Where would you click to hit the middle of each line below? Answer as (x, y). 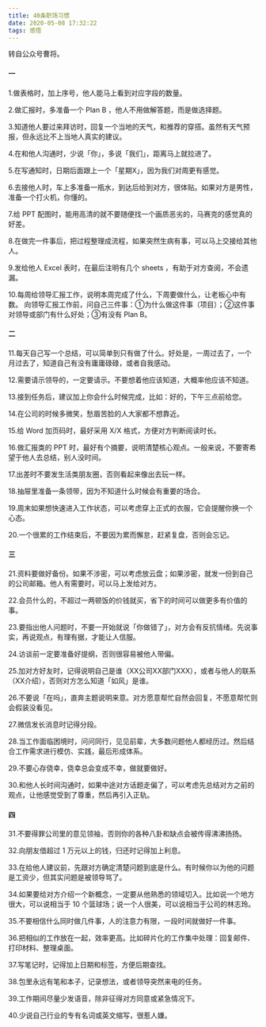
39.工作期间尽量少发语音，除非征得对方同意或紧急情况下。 (104, 998)
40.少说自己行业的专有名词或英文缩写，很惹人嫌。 (90, 1015)
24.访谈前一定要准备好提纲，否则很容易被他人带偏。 (93, 654)
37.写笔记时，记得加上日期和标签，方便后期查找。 (89, 965)
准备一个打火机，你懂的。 (50, 197)
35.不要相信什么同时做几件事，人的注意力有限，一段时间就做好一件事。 (124, 921)
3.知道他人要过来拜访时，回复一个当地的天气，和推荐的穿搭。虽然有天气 (126, 126)
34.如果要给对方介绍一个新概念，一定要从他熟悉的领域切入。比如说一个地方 (131, 894)
